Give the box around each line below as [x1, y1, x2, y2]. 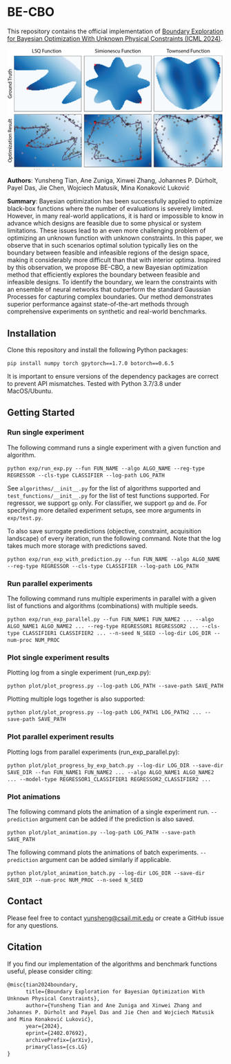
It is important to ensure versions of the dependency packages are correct [7, 372, 219, 380]
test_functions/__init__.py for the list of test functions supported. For [7, 491, 210, 499]
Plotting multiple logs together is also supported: [7, 695, 145, 703]
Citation [7, 942, 43, 953]
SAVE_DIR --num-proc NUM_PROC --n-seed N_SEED [7, 877, 143, 883]
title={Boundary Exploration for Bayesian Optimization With [25, 988, 205, 995]
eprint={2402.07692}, [25, 1029, 88, 1036]
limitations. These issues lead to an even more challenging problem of [7, 226, 206, 235]
